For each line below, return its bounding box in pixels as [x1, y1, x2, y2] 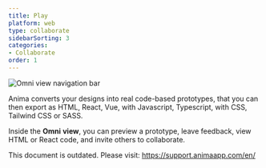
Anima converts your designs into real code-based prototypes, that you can [8, 94, 259, 103]
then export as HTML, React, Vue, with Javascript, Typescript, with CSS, [8, 102, 248, 112]
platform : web [8, 19, 56, 27]
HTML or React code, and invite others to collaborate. [8, 134, 186, 144]
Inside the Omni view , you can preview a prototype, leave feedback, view [8, 126, 252, 136]
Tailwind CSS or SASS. [8, 110, 83, 120]
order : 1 [8, 57, 38, 65]
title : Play [8, 11, 48, 20]
